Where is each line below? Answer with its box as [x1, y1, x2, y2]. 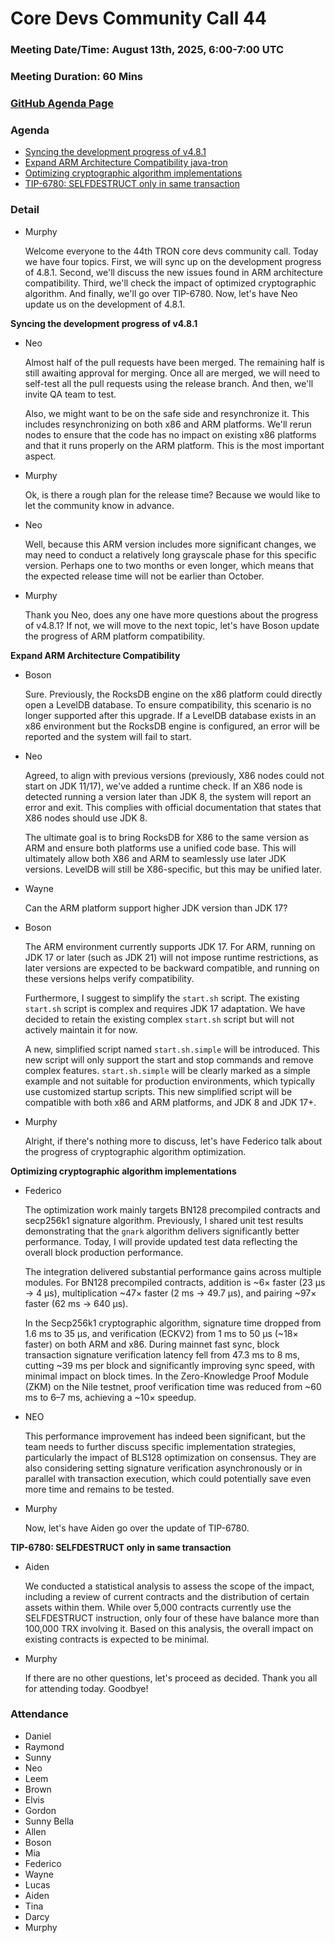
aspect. [24, 450, 57, 462]
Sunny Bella [24, 1815, 75, 1827]
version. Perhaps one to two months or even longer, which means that [24, 559, 315, 571]
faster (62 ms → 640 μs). [24, 1297, 129, 1309]
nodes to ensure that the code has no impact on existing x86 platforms [24, 428, 317, 441]
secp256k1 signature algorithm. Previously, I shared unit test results [24, 1214, 304, 1226]
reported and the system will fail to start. [24, 730, 192, 742]
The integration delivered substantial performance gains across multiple [24, 1265, 322, 1277]
